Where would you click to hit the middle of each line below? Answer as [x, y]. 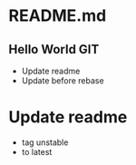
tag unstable [45, 142]
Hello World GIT [54, 49]
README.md [58, 16]
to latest [37, 151]
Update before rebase [63, 81]
